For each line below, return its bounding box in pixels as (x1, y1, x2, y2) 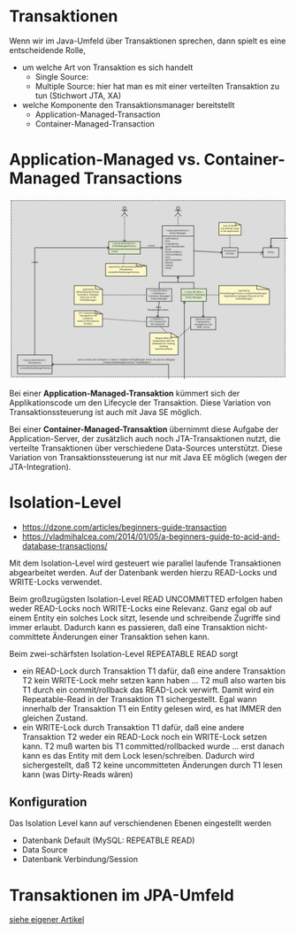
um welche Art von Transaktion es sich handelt (21, 62, 194, 73)
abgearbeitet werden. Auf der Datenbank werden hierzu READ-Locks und (9, 567, 278, 577)
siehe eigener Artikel (9, 914, 85, 925)
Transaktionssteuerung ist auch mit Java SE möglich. (9, 406, 202, 417)
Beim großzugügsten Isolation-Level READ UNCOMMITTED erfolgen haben (9, 593, 283, 604)
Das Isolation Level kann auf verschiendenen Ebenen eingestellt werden (9, 818, 272, 829)
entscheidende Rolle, (9, 44, 86, 55)
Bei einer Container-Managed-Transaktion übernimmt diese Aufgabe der (9, 423, 278, 435)
